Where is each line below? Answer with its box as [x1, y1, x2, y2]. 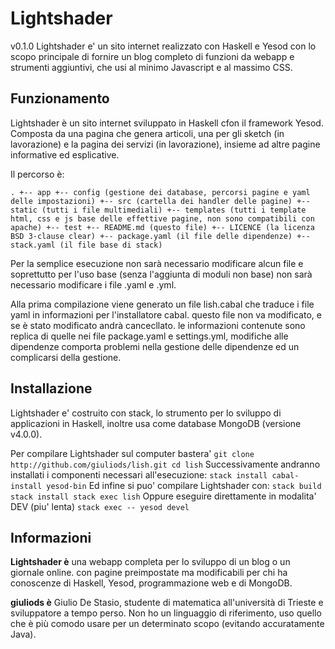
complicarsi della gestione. [10, 351, 122, 363]
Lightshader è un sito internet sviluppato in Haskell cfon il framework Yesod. [10, 117, 324, 129]
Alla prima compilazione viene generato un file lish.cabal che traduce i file [10, 298, 315, 310]
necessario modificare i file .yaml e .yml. [10, 278, 177, 291]
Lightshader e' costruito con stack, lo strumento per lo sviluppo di [10, 407, 282, 419]
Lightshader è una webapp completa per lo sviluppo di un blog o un [10, 556, 291, 568]
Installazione [10, 380, 93, 397]
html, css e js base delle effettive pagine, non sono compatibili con [10, 213, 315, 224]
